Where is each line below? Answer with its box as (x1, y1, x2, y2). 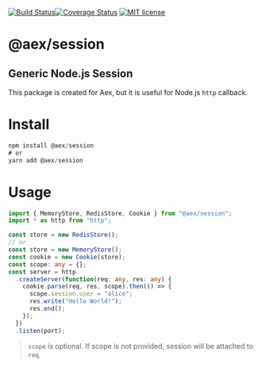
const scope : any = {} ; (8, 260, 87, 269)
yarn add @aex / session (8, 156, 83, 164)
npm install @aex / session (8, 141, 94, 150)
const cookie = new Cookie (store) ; (8, 253, 126, 261)
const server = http (8, 268, 77, 276)
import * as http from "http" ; (8, 216, 112, 225)
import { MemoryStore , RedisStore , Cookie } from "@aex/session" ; (8, 209, 232, 217)
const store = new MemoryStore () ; (8, 246, 123, 254)
